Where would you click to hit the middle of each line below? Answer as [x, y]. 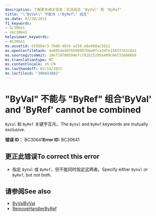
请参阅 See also [28, 192]
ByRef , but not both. [32, 175]
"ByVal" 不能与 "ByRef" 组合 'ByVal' [78, 99]
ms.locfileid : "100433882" [33, 73]
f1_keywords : [18, 23]
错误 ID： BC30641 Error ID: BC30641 [42, 140]
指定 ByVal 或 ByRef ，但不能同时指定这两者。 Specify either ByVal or [80, 169]
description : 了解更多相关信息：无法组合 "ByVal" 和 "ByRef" [64, 10]
